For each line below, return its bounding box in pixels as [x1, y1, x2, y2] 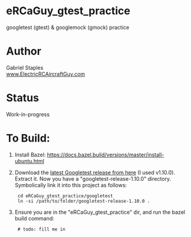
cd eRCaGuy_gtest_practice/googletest [17, 193, 114, 199]
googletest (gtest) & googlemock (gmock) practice [6, 24, 130, 31]
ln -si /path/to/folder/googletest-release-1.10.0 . [17, 198, 150, 204]
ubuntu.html [14, 157, 44, 164]
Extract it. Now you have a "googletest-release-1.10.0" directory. [14, 175, 171, 182]
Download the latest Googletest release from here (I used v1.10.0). [14, 169, 176, 176]
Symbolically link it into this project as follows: [14, 181, 127, 188]
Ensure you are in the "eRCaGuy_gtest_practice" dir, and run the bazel [14, 209, 185, 216]
